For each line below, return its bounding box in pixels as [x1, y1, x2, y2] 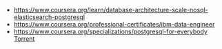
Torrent [13, 35, 35, 43]
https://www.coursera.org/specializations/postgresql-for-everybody [13, 27, 208, 35]
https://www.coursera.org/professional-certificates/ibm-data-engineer [13, 20, 215, 28]
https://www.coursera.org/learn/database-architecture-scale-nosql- [13, 6, 208, 14]
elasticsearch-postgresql [13, 13, 85, 21]
